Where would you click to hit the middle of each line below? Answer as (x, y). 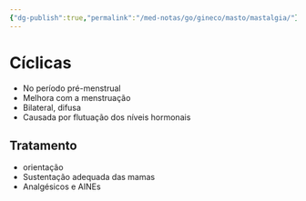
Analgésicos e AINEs (62, 186)
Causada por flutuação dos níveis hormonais (107, 117)
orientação (43, 167)
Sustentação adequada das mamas (89, 177)
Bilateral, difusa (52, 107)
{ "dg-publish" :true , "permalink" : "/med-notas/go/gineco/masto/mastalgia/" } (154, 18)
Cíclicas (41, 62)
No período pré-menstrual (71, 88)
